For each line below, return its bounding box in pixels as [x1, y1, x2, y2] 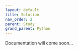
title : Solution [5, 12, 39, 17]
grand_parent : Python [5, 26, 51, 31]
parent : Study [5, 21, 35, 27]
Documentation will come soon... [5, 40, 73, 46]
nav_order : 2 [5, 17, 33, 22]
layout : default [5, 7, 39, 13]
